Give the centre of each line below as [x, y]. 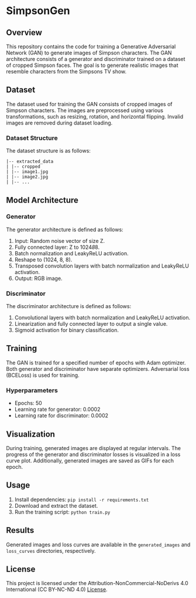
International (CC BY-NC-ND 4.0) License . [57, 589]
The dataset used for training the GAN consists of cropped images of [89, 104]
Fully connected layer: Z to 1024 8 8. [57, 247]
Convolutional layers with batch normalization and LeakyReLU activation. [102, 317]
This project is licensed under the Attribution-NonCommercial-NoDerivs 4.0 [97, 583]
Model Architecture [42, 200]
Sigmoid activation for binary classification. [66, 330]
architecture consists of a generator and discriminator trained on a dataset [96, 59]
